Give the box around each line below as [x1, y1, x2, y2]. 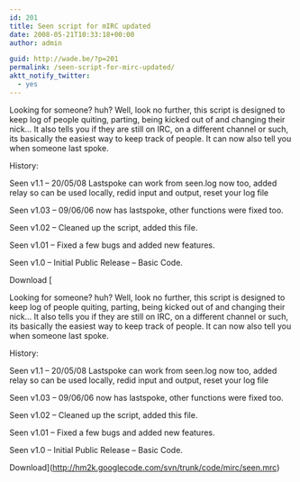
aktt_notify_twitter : [9, 71, 91, 81]
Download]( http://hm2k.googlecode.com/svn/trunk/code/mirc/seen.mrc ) [9, 461, 280, 473]
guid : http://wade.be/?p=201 [9, 55, 119, 64]
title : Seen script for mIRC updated [9, 22, 151, 31]
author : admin [9, 38, 63, 48]
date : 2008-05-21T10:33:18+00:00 [9, 30, 135, 39]
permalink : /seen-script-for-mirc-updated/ [9, 63, 176, 72]
